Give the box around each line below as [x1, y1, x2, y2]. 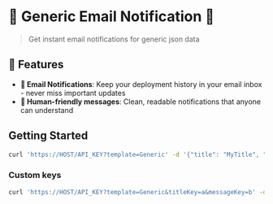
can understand [19, 105, 74, 115]
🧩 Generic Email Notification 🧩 [8, 7, 215, 26]
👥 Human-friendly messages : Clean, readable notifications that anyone [19, 97, 262, 106]
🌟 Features [8, 58, 64, 72]
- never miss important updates [19, 88, 126, 98]
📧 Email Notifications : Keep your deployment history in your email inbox [19, 79, 262, 89]
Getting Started [8, 129, 89, 143]
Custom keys [8, 170, 62, 181]
